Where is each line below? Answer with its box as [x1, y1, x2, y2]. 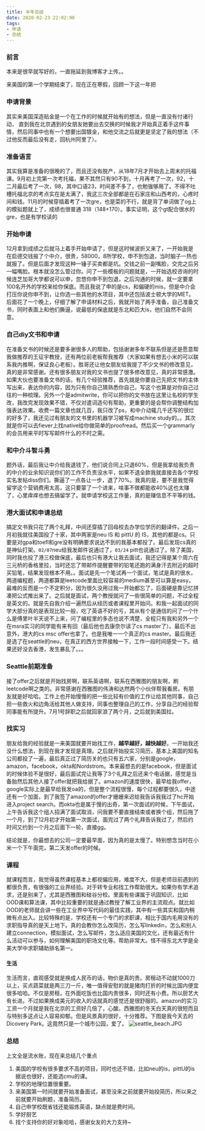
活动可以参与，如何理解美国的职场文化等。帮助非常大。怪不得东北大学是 [11, 937, 193, 944]
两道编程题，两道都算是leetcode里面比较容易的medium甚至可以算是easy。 [6, 577, 194, 584]
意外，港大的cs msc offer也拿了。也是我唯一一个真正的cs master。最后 [6, 630, 185, 638]
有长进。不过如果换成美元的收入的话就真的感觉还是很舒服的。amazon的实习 [6, 997, 198, 1005]
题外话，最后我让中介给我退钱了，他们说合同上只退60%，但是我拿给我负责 [6, 461, 195, 468]
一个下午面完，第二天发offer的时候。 [11, 844, 104, 851]
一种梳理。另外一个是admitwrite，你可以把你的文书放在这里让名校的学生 [16, 391, 199, 399]
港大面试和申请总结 [6, 508, 63, 516]
